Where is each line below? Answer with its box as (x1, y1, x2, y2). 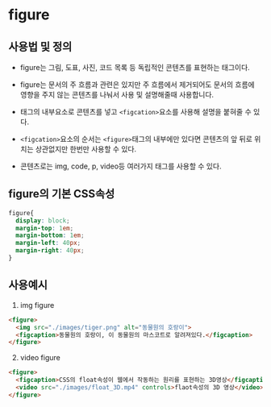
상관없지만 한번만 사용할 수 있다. (35, 144, 137, 154)
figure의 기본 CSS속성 (8, 187, 115, 201)
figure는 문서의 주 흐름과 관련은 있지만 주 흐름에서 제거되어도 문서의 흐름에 (19, 80, 256, 89)
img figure (19, 300, 55, 309)
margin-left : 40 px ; (15, 239, 81, 247)
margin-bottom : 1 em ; (15, 231, 85, 239)
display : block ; (15, 216, 70, 225)
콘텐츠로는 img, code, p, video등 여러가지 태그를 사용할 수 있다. (19, 161, 222, 171)
